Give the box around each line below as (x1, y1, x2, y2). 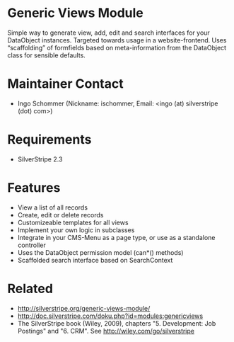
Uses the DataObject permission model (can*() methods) (17, 248, 184, 256)
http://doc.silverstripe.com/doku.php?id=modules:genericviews (17, 312, 204, 320)
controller (17, 241, 46, 249)
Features (7, 180, 61, 195)
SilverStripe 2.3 (17, 154, 63, 164)
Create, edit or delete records (17, 210, 104, 219)
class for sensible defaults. (7, 51, 86, 59)
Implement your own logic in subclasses (17, 225, 135, 234)
